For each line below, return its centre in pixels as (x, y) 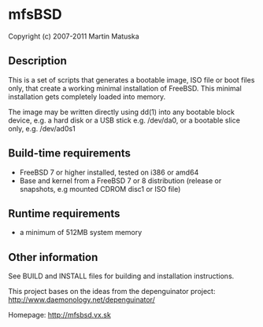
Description (37, 61)
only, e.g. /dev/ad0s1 (42, 128)
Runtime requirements (64, 213)
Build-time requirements (70, 154)
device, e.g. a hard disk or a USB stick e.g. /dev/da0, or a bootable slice (124, 120)
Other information (53, 257)
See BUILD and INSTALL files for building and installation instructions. (121, 276)
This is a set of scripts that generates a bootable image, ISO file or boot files (131, 79)
